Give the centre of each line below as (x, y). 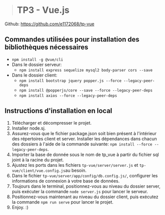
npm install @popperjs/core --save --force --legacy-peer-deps (86, 90)
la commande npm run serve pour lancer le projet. (62, 202)
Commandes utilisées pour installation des (72, 39)
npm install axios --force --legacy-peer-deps (68, 96)
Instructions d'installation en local (58, 111)
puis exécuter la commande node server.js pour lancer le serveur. (80, 191)
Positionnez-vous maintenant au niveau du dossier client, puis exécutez (85, 197)
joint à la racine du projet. (38, 160)
